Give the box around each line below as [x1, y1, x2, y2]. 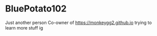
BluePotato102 [5, 3, 67, 14]
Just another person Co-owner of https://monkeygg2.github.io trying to [5, 19, 152, 25]
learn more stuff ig [5, 24, 43, 30]
